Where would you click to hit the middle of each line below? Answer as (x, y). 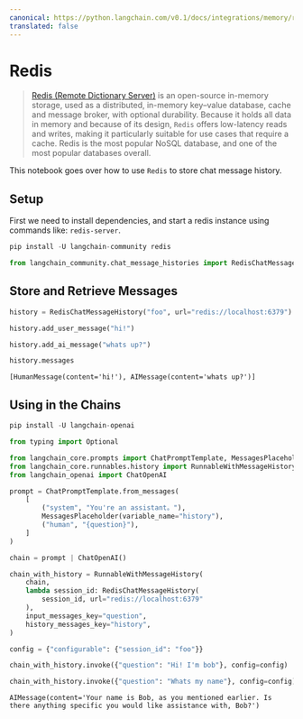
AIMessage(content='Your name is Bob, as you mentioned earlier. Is (141, 698)
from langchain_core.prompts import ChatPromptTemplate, (119, 458)
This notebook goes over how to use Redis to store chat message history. (146, 171)
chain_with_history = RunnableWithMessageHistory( (106, 574)
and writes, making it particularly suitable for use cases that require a (160, 134)
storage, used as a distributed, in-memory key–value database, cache (161, 106)
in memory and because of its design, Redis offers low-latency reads (159, 124)
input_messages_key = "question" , (86, 616)
